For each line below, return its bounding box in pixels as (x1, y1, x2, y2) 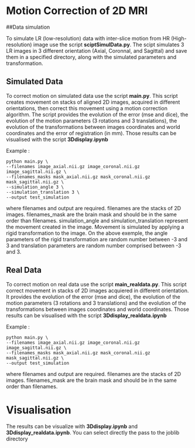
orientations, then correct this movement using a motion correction (6, 104, 168, 112)
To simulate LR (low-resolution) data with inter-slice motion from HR (6, 35, 170, 42)
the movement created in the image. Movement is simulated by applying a (6, 223, 184, 230)
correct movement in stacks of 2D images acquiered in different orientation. (6, 287, 189, 294)
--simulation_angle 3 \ (6, 184, 64, 190)
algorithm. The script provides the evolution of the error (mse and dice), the (6, 111, 189, 118)
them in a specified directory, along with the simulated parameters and (6, 53, 177, 60)
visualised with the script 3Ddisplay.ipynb (6, 136, 108, 143)
